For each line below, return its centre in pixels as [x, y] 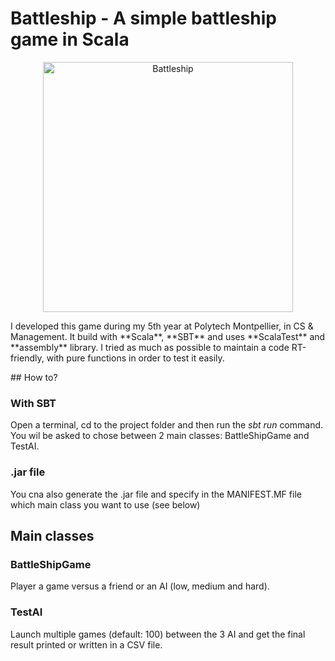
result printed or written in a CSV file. [86, 644]
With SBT [33, 403]
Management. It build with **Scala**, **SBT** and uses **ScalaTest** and [168, 336]
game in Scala [70, 39]
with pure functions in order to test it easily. [135, 358]
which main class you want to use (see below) [105, 504]
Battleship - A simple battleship [144, 18]
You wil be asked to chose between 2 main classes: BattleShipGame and [160, 436]
